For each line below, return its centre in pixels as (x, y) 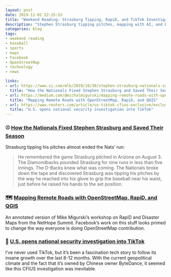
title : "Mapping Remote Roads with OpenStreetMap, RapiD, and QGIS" (84, 100)
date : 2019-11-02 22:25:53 (34, 15)
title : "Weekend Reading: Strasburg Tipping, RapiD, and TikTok (75, 19)
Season (15, 136)
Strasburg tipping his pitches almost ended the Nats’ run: (65, 147)
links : (12, 81)
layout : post (19, 10)
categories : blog (24, 29)
